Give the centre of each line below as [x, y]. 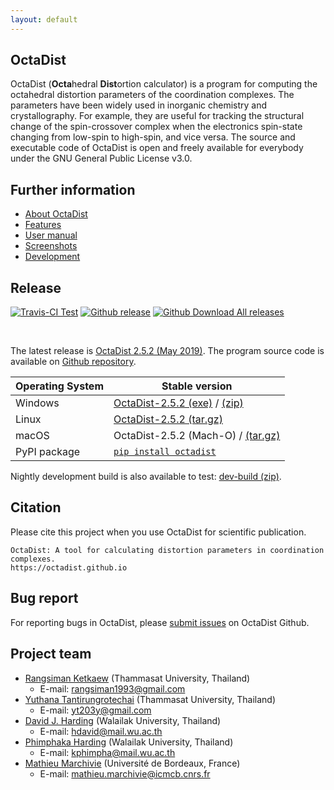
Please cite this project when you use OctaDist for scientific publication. [158, 532]
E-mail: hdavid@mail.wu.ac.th [101, 731]
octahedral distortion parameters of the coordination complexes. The [152, 95]
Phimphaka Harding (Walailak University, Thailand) [129, 742]
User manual [51, 235]
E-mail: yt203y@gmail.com [95, 710]
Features [43, 225]
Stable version [197, 386]
